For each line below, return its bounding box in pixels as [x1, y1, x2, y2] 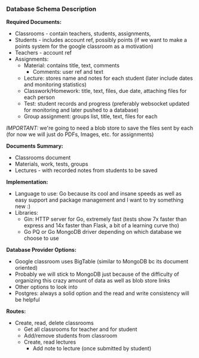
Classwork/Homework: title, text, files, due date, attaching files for [23, 88, 187, 95]
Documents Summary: [6, 143, 64, 150]
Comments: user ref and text [32, 68, 103, 76]
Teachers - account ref [14, 49, 72, 56]
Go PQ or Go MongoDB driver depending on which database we [23, 228, 182, 236]
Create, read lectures [23, 338, 76, 346]
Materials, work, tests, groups [14, 161, 88, 168]
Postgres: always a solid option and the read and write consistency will [14, 290, 189, 297]
